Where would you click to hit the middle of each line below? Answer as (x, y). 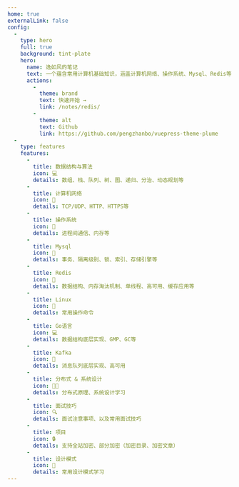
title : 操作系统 (55, 220)
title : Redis (52, 273)
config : (19, 27)
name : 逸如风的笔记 (52, 67)
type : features (43, 147)
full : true (36, 47)
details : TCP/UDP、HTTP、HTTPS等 (81, 207)
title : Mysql (52, 246)
